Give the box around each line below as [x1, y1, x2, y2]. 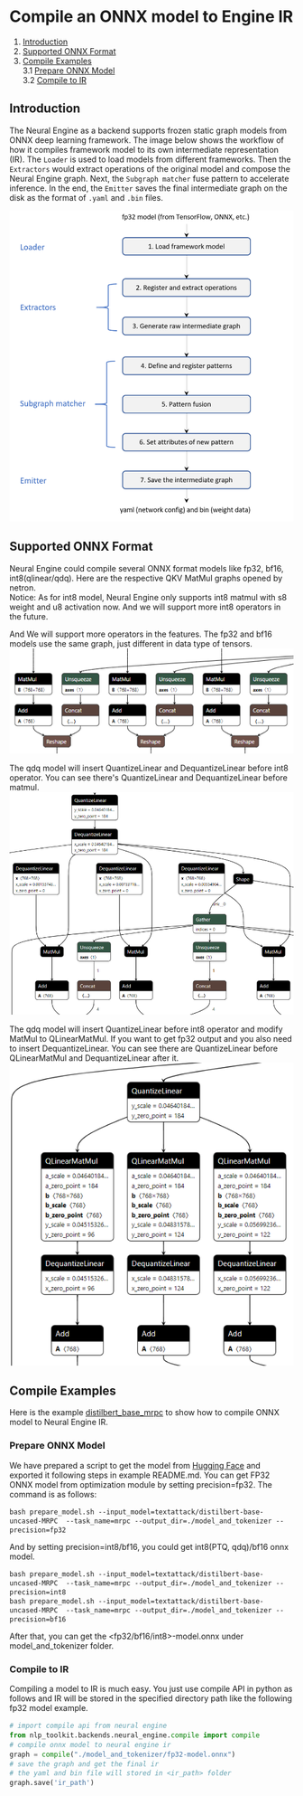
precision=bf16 [9, 1614, 67, 1624]
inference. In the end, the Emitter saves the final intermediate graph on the [9, 183, 288, 194]
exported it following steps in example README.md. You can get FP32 [9, 1470, 271, 1480]
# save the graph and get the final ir [9, 1759, 160, 1769]
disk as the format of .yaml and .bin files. [9, 192, 164, 203]
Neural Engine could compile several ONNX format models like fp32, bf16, [9, 562, 284, 573]
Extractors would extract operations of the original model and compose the [9, 163, 291, 174]
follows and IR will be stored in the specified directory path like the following [9, 1693, 293, 1704]
